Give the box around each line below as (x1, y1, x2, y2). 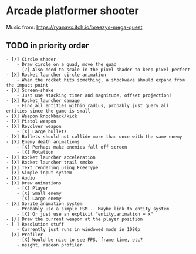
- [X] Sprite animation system (6, 200, 83, 207)
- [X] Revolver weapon (6, 123, 62, 129)
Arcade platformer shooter (6, 4, 139, 18)
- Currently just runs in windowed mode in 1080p (16, 226, 141, 232)
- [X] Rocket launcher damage (6, 97, 80, 104)
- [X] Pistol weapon (6, 118, 57, 124)
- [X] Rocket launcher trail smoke (6, 159, 93, 166)
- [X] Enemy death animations (6, 138, 80, 145)
